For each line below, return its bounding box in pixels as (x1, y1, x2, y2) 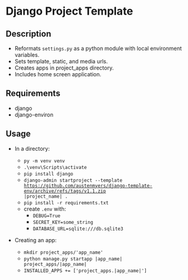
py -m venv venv (23, 157, 65, 164)
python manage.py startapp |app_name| (23, 256, 123, 262)
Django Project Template (5, 4, 134, 18)
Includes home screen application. (14, 71, 102, 77)
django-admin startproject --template (23, 177, 123, 184)
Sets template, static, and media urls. (14, 58, 108, 65)
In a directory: (14, 145, 50, 152)
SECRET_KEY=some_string (32, 219, 93, 225)
